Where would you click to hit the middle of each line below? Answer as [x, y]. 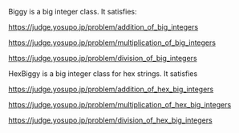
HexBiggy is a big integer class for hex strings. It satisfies [103, 74]
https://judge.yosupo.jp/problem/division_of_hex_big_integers [110, 120]
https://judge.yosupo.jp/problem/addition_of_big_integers [103, 27]
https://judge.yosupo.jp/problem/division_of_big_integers [103, 58]
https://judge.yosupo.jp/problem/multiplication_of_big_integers [112, 42]
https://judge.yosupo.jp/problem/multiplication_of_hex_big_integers [120, 105]
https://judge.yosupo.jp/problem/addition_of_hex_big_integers [111, 89]
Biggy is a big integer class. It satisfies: [73, 12]
